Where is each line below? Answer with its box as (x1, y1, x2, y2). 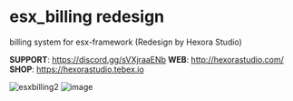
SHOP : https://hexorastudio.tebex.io (9, 64, 145, 75)
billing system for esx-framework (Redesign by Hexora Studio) (9, 36, 242, 47)
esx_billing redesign (9, 6, 165, 27)
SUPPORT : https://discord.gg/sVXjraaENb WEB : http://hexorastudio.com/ (9, 54, 284, 65)
